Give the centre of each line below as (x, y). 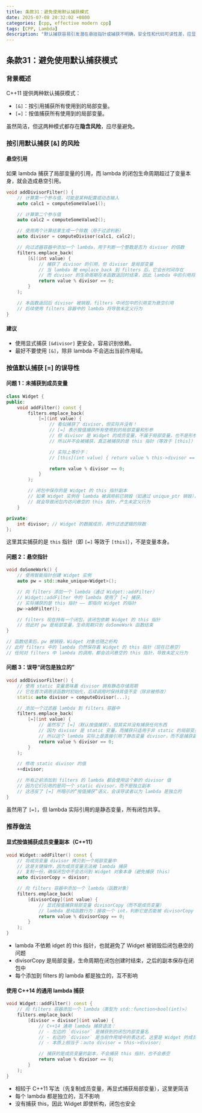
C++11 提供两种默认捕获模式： (44, 93)
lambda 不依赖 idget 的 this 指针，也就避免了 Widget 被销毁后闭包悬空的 (104, 945)
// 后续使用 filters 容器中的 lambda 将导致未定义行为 (80, 309)
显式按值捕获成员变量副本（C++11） (51, 842)
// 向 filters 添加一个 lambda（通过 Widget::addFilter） (87, 592)
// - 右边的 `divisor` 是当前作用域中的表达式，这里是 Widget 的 (113, 1037)
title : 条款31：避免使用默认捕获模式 (47, 12)
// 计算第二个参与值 (39, 215)
